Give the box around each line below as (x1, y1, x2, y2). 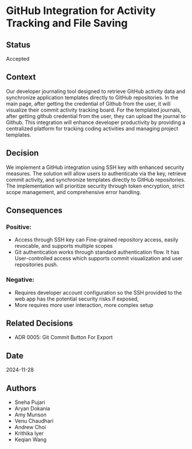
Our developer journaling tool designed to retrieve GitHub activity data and (6, 88, 186, 95)
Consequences (6, 206, 63, 216)
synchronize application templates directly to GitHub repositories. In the (6, 94, 179, 101)
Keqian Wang (14, 436, 47, 443)
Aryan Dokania (14, 405, 51, 412)
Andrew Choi (14, 424, 46, 431)
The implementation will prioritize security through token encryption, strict (6, 182, 185, 189)
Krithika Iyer (14, 430, 44, 437)
